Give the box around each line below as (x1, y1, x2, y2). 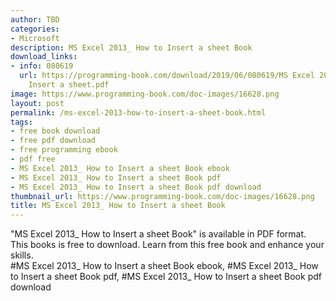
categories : (10, 24, 60, 34)
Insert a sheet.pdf (28, 80, 110, 90)
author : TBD (10, 14, 60, 25)
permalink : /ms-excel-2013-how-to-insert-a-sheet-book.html (10, 107, 267, 118)
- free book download (10, 126, 101, 136)
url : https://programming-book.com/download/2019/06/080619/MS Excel (19, 71, 315, 81)
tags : (10, 117, 33, 127)
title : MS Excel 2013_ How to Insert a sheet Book (10, 201, 226, 211)
